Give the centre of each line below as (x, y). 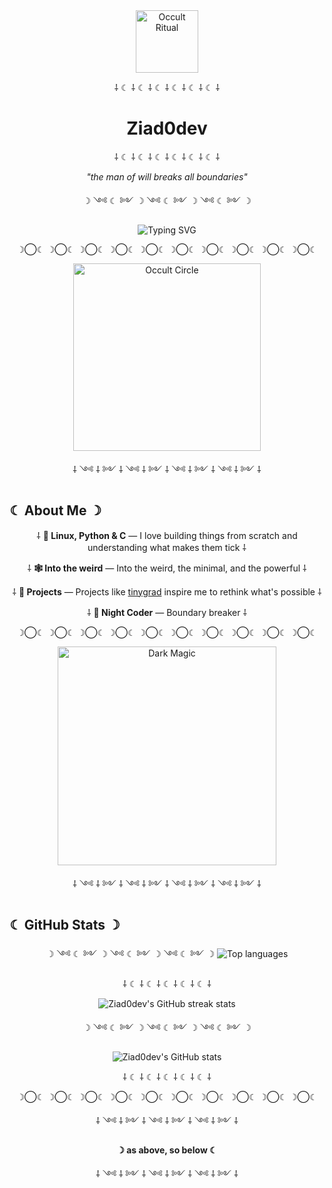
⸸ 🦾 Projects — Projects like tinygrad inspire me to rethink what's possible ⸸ (167, 591)
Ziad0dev (167, 128)
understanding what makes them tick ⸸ (167, 547)
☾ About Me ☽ (55, 510)
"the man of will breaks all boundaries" (167, 176)
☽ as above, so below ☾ (167, 1150)
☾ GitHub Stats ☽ (65, 925)
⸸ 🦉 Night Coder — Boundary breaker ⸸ (167, 612)
